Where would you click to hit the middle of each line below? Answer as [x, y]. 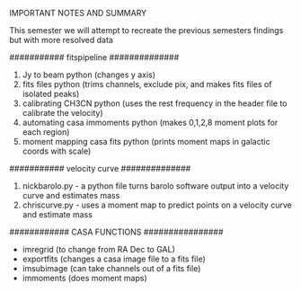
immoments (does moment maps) [85, 278]
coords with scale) [57, 151]
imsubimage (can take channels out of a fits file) [111, 268]
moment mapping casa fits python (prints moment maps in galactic [146, 142]
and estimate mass [57, 214]
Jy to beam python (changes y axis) [89, 75]
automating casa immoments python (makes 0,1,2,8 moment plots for [150, 122]
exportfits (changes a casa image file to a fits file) [114, 259]
